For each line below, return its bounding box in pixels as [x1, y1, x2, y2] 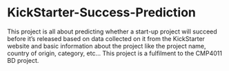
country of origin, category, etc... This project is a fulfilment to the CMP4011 [7, 49, 223, 57]
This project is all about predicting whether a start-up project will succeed [7, 27, 217, 35]
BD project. [7, 56, 39, 64]
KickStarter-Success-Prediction [7, 5, 197, 20]
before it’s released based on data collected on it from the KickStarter [7, 34, 206, 42]
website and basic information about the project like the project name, [7, 42, 206, 50]
